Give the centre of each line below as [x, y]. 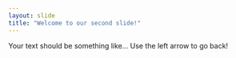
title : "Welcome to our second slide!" [75, 23]
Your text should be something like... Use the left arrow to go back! [118, 45]
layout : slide [32, 15]
